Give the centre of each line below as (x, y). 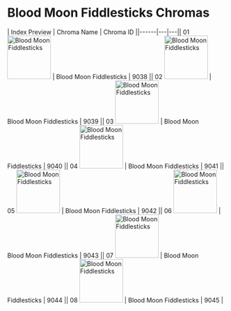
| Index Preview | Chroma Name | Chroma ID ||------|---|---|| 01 (98, 32)
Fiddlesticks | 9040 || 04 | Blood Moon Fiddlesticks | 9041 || (116, 166)
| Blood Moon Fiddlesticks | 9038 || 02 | (132, 76)
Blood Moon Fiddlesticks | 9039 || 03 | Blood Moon (103, 121)
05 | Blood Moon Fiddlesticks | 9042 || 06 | (114, 210)
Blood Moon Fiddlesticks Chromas (109, 13)
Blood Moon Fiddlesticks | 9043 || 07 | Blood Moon (103, 255)
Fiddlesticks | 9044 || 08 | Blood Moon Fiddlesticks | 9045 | (115, 300)
